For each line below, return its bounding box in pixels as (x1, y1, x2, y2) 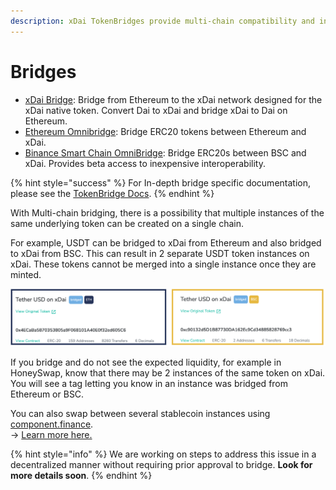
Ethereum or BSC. (10, 388, 85, 400)
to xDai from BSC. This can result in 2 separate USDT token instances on (10, 247, 310, 259)
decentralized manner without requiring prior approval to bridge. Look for (10, 458, 313, 470)
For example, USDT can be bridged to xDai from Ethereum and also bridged (10, 236, 322, 249)
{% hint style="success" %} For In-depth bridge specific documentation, (10, 176, 311, 189)
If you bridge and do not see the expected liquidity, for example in (10, 356, 282, 368)
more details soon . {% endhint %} (10, 469, 153, 481)
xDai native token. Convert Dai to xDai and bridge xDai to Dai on (24, 104, 288, 116)
